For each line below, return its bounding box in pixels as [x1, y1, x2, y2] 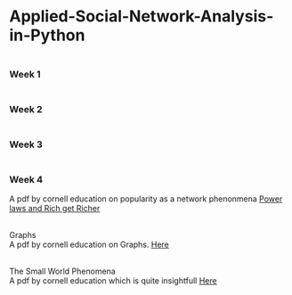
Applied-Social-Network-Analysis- [9, 6, 274, 27]
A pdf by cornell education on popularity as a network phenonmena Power [9, 193, 283, 204]
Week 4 [9, 173, 44, 185]
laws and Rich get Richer [9, 203, 101, 214]
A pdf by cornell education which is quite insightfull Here [9, 275, 217, 286]
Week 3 [9, 138, 43, 151]
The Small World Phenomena [9, 266, 116, 277]
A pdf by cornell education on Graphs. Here [9, 239, 169, 250]
